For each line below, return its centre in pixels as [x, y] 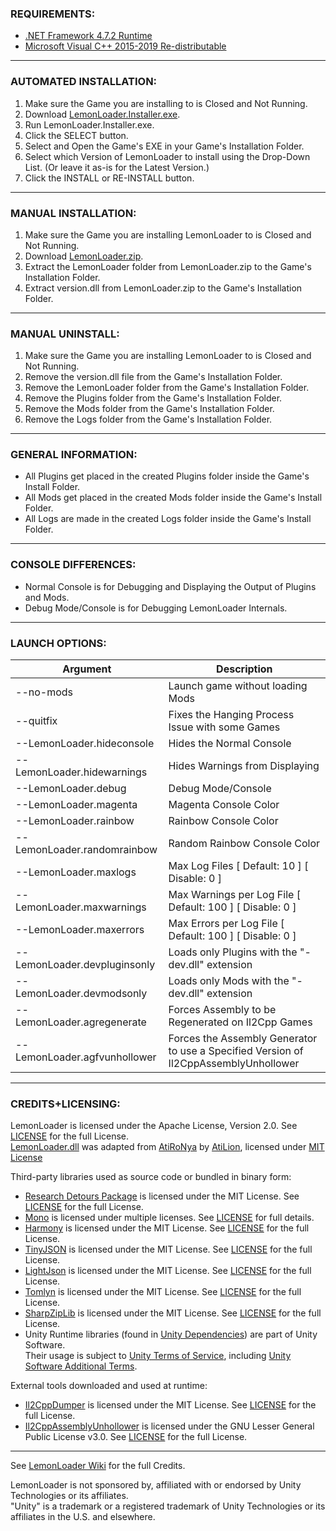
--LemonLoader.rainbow [75, 821]
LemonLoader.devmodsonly [81, 994]
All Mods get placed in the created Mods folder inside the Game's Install [173, 498]
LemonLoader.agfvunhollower [86, 1057]
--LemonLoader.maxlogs [76, 872]
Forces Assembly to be [222, 1010]
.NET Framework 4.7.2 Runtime [88, 36]
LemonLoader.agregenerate [81, 1022]
